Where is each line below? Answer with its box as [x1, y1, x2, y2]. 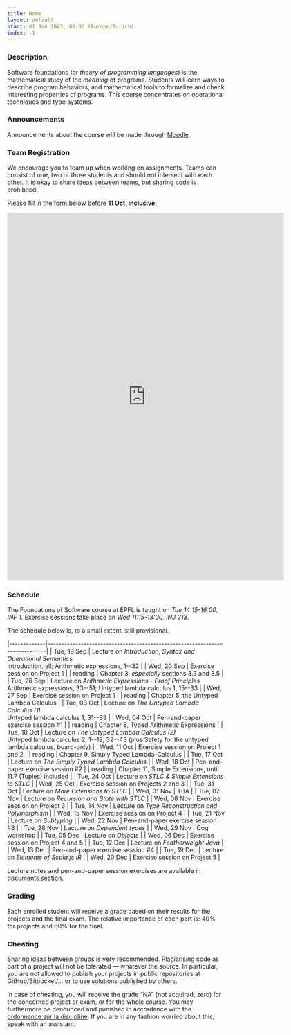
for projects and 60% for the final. [7, 921, 104, 930]
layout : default [7, 17, 54, 24]
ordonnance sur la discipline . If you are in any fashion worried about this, [7, 1012, 215, 1021]
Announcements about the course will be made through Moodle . [7, 130, 191, 138]
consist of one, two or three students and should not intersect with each [7, 171, 213, 179]
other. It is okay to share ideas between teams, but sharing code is [7, 178, 197, 187]
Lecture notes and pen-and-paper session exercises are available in [7, 867, 202, 875]
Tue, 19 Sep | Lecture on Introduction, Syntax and [53, 647, 195, 656]
